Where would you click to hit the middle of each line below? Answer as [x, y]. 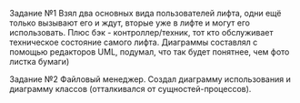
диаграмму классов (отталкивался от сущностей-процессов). [130, 89]
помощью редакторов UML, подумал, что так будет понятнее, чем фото [150, 52]
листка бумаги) [40, 62]
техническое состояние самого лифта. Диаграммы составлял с [134, 42]
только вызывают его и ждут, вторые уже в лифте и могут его [130, 23]
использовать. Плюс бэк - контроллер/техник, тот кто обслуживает [141, 32]
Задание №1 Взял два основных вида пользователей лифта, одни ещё [145, 13]
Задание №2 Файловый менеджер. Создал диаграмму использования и [150, 79]
